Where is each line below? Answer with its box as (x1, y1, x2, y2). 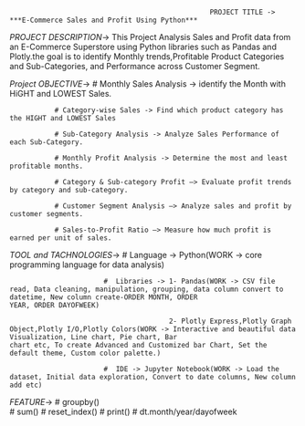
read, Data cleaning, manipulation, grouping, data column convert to (9, 285, 284, 294)
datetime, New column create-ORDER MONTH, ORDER (9, 293, 198, 302)
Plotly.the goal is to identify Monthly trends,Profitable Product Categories (9, 51, 285, 62)
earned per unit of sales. (9, 234, 112, 243)
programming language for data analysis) (9, 259, 165, 270)
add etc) (9, 380, 43, 390)
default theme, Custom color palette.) (9, 348, 162, 358)
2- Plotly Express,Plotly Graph (168, 317, 292, 326)
